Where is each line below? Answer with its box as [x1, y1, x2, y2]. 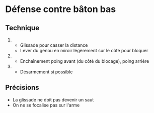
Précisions [5, 83, 39, 92]
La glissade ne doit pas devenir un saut [12, 96, 94, 102]
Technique [5, 24, 39, 32]
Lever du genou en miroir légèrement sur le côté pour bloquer [20, 48, 148, 53]
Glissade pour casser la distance [20, 42, 88, 48]
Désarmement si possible [20, 69, 73, 75]
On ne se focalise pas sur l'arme [12, 102, 80, 108]
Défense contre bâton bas [5, 4, 116, 15]
